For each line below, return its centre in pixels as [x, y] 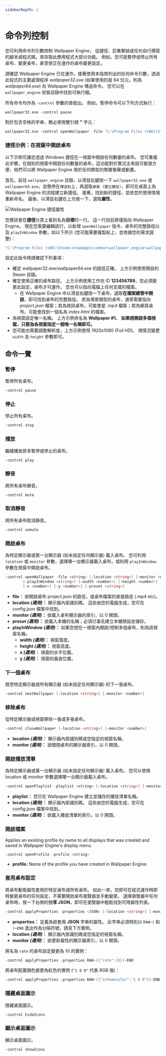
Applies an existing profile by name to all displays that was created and [77, 840]
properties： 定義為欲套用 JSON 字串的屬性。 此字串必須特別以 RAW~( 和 [86, 921]
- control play [20, 460]
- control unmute [22, 529]
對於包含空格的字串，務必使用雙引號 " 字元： [51, 122]
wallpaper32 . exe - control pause [38, 112]
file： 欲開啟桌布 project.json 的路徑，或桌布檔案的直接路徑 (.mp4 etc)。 [86, 596]
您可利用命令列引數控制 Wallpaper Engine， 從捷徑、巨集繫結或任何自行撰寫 [83, 51]
